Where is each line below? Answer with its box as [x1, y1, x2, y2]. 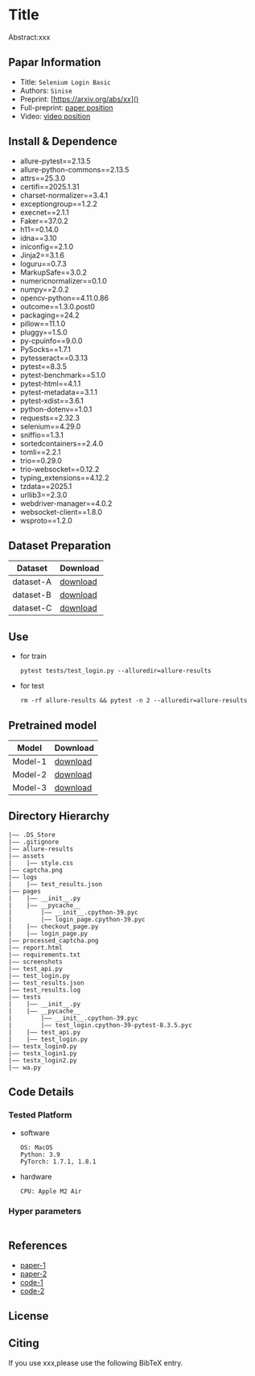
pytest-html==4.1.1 [19, 379, 81, 388]
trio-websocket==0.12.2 [19, 464, 100, 474]
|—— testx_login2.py [8, 1056, 78, 1064]
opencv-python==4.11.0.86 [19, 292, 109, 303]
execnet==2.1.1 [19, 207, 70, 217]
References [8, 1239, 68, 1253]
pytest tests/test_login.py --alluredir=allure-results [19, 667, 212, 675]
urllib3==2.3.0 [19, 490, 68, 499]
